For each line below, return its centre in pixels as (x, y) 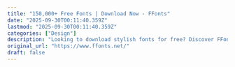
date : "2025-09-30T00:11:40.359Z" (58, 20)
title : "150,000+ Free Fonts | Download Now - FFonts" (89, 14)
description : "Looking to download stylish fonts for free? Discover (111, 40)
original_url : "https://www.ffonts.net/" (69, 46)
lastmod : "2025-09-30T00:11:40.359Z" (62, 27)
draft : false (26, 53)
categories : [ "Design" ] (42, 33)
